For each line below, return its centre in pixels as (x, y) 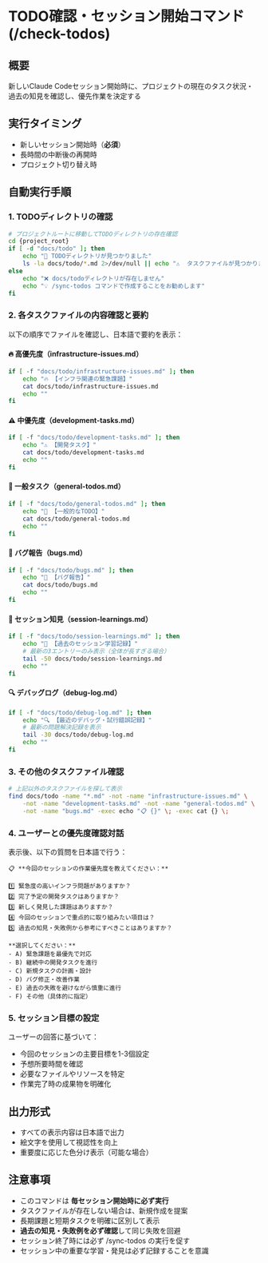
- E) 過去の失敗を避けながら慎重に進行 (65, 988)
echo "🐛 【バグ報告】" (57, 578)
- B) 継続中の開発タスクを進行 (53, 962)
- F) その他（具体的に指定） (50, 996)
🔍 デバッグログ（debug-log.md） (65, 693)
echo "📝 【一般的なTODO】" (64, 511)
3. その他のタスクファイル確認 (66, 771)
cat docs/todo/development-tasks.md (84, 452)
